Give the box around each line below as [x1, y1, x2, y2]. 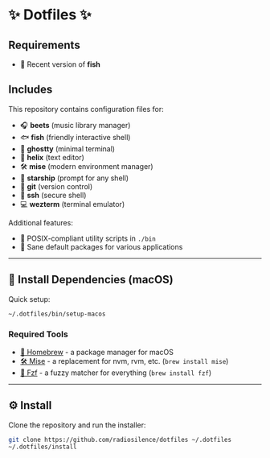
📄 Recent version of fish [19, 60, 100, 69]
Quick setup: [8, 294, 51, 303]
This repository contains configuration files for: [8, 104, 165, 113]
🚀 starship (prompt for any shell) [19, 173, 129, 183]
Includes [8, 83, 53, 97]
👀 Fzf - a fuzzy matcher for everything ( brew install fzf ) [19, 368, 212, 378]
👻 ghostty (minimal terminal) [19, 143, 115, 154]
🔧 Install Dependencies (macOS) [8, 273, 174, 287]
